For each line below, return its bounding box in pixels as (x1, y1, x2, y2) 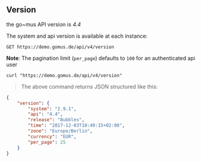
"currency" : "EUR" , (28, 133, 77, 140)
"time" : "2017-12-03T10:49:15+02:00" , (28, 122, 125, 128)
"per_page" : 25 (28, 139, 66, 145)
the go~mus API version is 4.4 (6, 20, 81, 28)
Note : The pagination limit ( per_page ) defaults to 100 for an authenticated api (6, 54, 196, 62)
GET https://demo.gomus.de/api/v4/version (6, 44, 114, 50)
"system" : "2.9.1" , (28, 106, 77, 112)
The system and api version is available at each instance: (6, 32, 148, 40)
